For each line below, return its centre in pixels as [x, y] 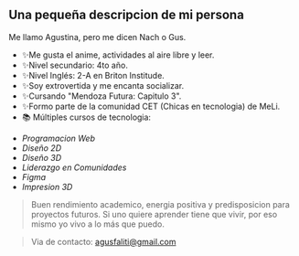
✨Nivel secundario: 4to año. [75, 65]
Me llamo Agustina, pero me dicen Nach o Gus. [97, 37]
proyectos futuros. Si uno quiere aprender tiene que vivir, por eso [154, 214]
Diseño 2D [41, 148]
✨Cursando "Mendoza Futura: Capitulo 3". [101, 96]
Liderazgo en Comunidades [74, 167]
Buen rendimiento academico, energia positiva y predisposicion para [160, 204]
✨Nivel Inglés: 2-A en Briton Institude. [93, 75]
